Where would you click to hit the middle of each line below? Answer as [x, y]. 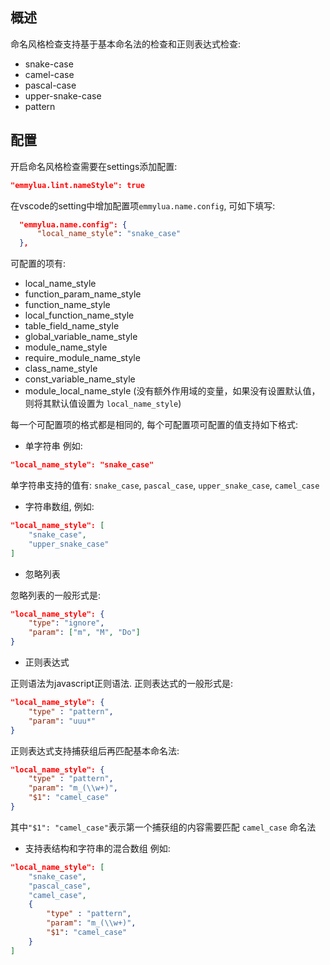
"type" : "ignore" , [66, 623]
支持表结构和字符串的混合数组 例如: [97, 848]
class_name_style [61, 369]
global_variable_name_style [81, 337]
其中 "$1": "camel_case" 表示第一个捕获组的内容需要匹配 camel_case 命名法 [163, 827]
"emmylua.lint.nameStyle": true [77, 185]
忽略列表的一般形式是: [56, 595]
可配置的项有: [38, 264]
